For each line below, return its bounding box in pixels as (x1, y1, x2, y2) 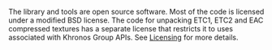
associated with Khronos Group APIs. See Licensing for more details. (8, 32, 239, 42)
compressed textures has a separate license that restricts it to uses (8, 24, 234, 33)
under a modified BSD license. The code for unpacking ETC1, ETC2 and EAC (8, 15, 264, 25)
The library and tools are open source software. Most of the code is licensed (8, 7, 265, 16)
